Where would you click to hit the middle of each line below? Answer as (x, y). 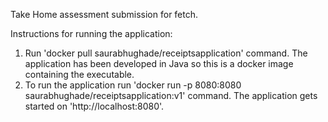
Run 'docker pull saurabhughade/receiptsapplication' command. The (166, 53)
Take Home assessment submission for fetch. (104, 14)
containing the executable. (79, 74)
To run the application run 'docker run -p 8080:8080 (133, 85)
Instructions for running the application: (91, 33)
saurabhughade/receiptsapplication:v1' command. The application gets (171, 95)
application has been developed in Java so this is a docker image (159, 63)
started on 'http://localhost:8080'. (94, 106)
